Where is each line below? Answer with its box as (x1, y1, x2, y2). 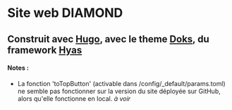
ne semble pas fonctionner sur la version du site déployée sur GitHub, (17, 87, 221, 95)
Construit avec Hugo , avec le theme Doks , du (7, 33, 209, 45)
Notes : (7, 63, 30, 72)
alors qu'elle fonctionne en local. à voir (17, 94, 131, 103)
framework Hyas (7, 44, 83, 56)
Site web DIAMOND (7, 5, 123, 21)
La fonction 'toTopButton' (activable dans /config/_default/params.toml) (17, 79, 226, 87)
